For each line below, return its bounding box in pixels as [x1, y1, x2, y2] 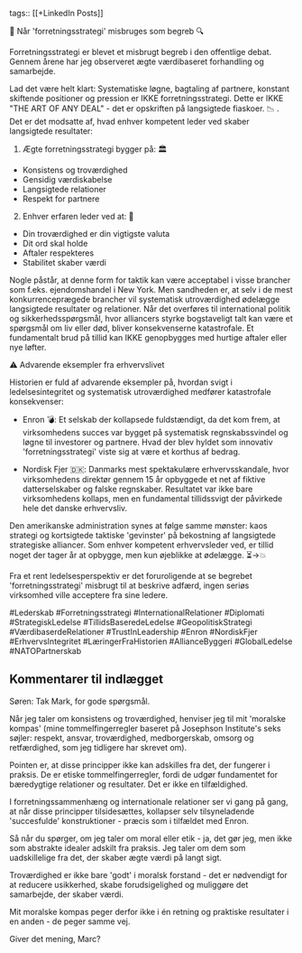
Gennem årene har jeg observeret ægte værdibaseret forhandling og [9, 56, 264, 67]
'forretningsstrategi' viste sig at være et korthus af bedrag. [22, 446, 241, 457]
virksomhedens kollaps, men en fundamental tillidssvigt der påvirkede [22, 493, 283, 504]
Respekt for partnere [22, 193, 100, 204]
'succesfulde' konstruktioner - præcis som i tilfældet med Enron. [9, 815, 250, 826]
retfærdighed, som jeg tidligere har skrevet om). [9, 742, 188, 752]
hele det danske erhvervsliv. [22, 503, 128, 513]
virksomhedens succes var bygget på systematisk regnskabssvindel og [22, 427, 288, 437]
